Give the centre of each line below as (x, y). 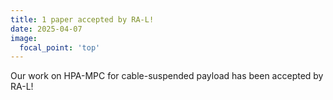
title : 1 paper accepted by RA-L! (82, 19)
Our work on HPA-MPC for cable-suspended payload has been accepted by (167, 76)
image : (24, 38)
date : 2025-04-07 (46, 29)
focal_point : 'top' (60, 47)
